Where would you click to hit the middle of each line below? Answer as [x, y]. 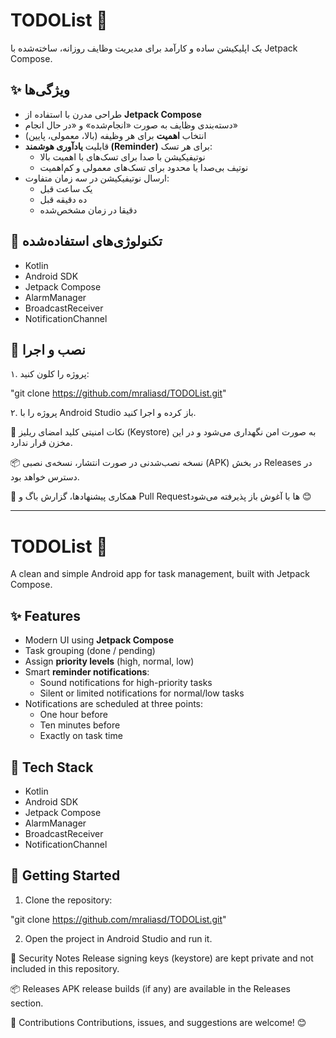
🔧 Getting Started [65, 875]
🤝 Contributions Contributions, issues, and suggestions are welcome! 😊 [158, 1022]
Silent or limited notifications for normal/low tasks [142, 693]
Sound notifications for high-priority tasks [126, 683]
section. [27, 1003]
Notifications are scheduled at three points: [114, 704]
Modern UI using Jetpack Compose [99, 640]
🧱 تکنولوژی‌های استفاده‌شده [86, 241]
